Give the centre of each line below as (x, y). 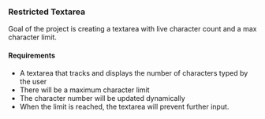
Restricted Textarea (47, 12)
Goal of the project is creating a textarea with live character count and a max (132, 29)
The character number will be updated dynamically (102, 98)
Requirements (32, 55)
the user (33, 81)
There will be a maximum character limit (84, 90)
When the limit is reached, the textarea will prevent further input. (124, 106)
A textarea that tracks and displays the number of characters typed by (134, 73)
